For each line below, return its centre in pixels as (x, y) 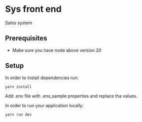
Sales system (19, 23)
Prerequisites (26, 38)
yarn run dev (18, 115)
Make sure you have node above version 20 (57, 50)
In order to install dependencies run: (42, 78)
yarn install (18, 87)
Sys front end (33, 9)
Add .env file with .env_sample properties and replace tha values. (71, 96)
